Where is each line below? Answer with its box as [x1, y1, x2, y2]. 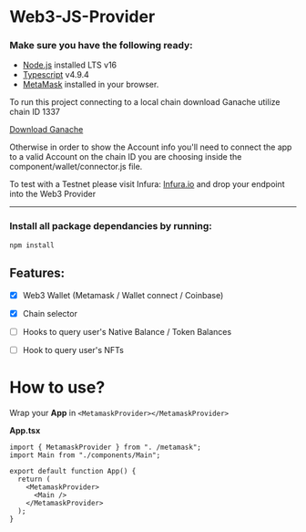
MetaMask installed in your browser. [22, 79, 159, 90]
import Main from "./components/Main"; [9, 450, 161, 460]
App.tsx [9, 424, 41, 435]
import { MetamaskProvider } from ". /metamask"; [9, 443, 202, 452]
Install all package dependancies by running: [9, 220, 212, 233]
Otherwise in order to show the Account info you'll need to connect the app [9, 141, 292, 152]
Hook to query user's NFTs [22, 344, 125, 355]
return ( [17, 475, 51, 484]
